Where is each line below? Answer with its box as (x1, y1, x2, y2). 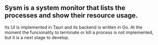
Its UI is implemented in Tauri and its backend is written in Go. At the (4, 24, 143, 30)
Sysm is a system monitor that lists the (4, 4, 126, 12)
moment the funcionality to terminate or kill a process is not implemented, (4, 29, 154, 35)
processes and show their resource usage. (4, 12, 138, 20)
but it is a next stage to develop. (4, 34, 70, 40)
